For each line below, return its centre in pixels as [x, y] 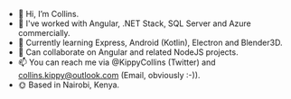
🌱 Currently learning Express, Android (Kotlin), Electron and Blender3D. [150, 42]
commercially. [44, 33]
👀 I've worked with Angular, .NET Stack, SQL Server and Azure [134, 23]
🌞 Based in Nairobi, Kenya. [69, 85]
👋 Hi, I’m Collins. [48, 14]
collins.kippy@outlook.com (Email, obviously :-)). [109, 75]
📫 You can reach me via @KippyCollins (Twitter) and [117, 62]
